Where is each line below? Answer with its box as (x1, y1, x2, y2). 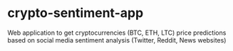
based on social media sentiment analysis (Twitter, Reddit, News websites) (7, 35, 227, 44)
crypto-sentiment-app (7, 5, 144, 21)
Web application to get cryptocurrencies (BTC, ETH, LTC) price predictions (7, 28, 227, 37)
